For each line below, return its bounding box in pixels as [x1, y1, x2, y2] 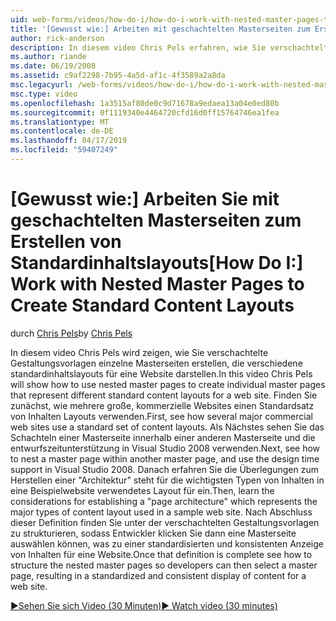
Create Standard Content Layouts [10, 294, 295, 317]
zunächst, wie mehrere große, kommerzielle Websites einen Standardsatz [10, 399, 315, 411]
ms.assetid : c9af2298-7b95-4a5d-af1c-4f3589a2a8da [10, 71, 226, 81]
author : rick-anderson [10, 33, 105, 43]
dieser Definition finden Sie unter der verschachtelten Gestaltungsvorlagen [10, 516, 320, 528]
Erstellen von [10, 231, 122, 253]
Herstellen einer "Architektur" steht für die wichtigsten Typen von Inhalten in [10, 474, 325, 486]
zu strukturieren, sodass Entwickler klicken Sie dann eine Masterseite [10, 527, 297, 539]
